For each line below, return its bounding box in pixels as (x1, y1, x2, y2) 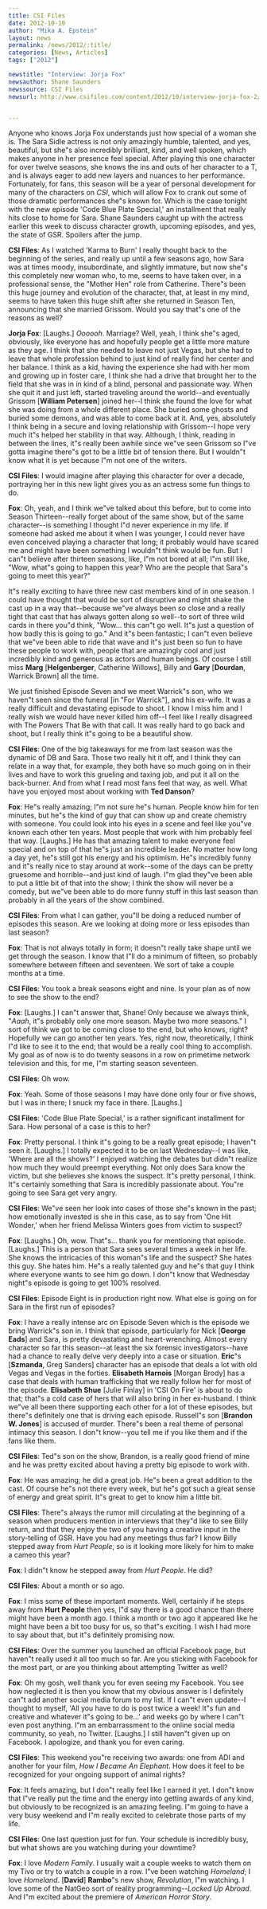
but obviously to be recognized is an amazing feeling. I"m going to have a (8, 1802, 249, 1812)
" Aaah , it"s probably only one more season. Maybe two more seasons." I (8, 1017, 247, 1026)
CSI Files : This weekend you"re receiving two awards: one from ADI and (8, 1753, 245, 1762)
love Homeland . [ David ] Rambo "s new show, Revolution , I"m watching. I (8, 1876, 245, 1885)
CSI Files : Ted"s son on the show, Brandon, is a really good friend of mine (8, 1452, 250, 1461)
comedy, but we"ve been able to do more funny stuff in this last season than (8, 887, 258, 896)
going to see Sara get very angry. (8, 1188, 118, 1198)
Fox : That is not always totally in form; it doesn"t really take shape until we (8, 943, 252, 953)
